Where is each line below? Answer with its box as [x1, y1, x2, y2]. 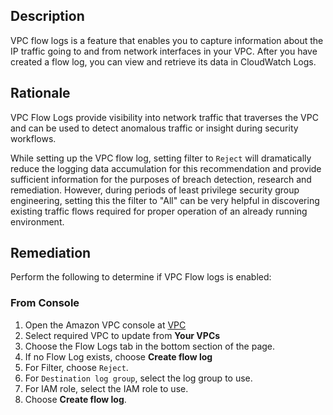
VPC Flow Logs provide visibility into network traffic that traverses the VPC [10, 111, 319, 123]
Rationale [10, 85, 71, 102]
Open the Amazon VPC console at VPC [24, 319, 187, 331]
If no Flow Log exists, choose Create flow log [24, 350, 213, 363]
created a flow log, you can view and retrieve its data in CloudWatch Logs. [10, 55, 317, 68]
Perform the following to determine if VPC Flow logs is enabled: [10, 271, 272, 283]
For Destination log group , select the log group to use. [24, 372, 253, 384]
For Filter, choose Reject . [24, 361, 129, 373]
